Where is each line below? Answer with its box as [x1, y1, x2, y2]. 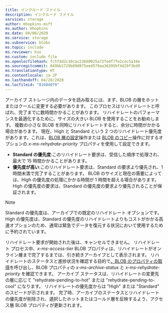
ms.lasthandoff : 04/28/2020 [5, 77, 64, 83]
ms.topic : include [5, 45, 44, 50]
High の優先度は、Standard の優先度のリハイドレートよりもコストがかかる [5, 216, 159, 222]
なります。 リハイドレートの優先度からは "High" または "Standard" [22, 283, 159, 289]
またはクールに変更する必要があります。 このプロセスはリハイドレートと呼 [5, 103, 160, 109]
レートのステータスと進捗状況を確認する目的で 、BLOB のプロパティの [14, 258, 158, 264]
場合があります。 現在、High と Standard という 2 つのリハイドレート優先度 [5, 128, 162, 134]
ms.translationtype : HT [5, 68, 55, 73]
